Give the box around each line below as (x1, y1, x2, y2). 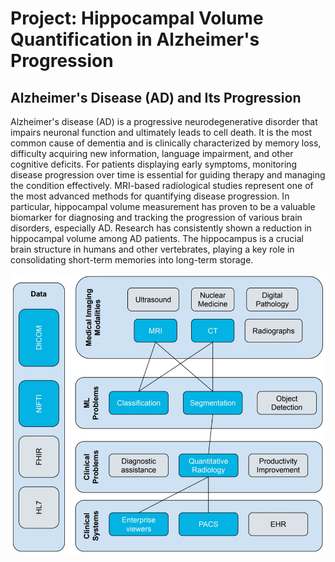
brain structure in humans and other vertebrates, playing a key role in (10, 243, 295, 255)
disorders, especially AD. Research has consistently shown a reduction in (10, 222, 312, 234)
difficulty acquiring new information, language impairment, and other (10, 148, 294, 159)
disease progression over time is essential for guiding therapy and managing (10, 169, 326, 181)
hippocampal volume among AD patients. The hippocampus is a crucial (10, 233, 304, 244)
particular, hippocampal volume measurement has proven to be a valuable (10, 201, 316, 212)
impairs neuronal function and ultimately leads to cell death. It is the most (10, 127, 313, 138)
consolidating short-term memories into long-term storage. (10, 254, 254, 266)
